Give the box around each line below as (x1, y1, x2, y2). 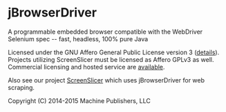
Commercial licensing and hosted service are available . (8, 63, 165, 71)
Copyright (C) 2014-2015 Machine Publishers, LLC (8, 96, 151, 104)
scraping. (8, 83, 35, 91)
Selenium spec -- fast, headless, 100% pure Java (8, 34, 149, 43)
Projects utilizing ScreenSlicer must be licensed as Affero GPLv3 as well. (8, 55, 214, 63)
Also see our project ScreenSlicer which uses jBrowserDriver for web (8, 76, 205, 84)
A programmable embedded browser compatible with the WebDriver (8, 27, 203, 36)
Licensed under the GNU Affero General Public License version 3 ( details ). (8, 48, 220, 56)
